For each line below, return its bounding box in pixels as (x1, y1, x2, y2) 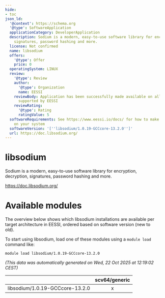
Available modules (5, 200, 82, 211)
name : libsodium (9, 48, 43, 53)
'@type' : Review (14, 76, 48, 81)
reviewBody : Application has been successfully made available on (14, 94, 153, 99)
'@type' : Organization (18, 85, 65, 90)
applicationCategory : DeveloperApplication (9, 30, 100, 35)
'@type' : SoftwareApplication (9, 26, 71, 30)
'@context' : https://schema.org (9, 21, 76, 26)
